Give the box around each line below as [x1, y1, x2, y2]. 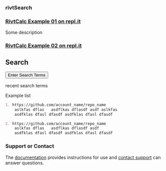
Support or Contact [5, 142, 55, 150]
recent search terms [5, 82, 48, 88]
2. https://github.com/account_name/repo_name [5, 121, 106, 126]
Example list [5, 92, 31, 99]
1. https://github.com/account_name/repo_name [5, 102, 106, 107]
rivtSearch [5, 4, 32, 11]
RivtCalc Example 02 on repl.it [5, 42, 82, 50]
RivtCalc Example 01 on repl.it [5, 17, 81, 25]
